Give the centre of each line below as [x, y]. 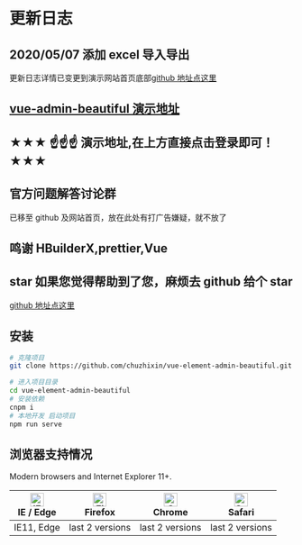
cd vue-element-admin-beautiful [70, 391]
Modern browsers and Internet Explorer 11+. [91, 477]
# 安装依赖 [27, 399]
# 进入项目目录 [34, 382]
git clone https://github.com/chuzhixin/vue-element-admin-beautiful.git [151, 366]
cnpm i [22, 407]
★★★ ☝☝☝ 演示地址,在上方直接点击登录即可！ [142, 142]
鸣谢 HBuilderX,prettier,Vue [89, 248]
